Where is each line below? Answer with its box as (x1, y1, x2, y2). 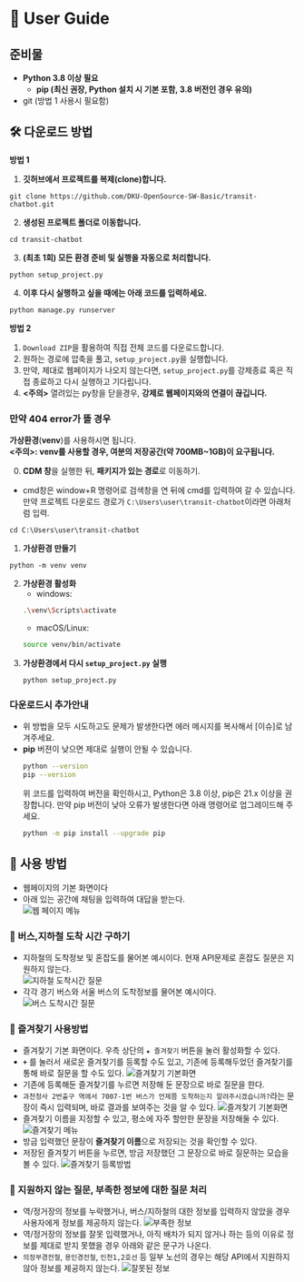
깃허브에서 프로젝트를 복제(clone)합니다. (22, 173, 167, 185)
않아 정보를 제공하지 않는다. (22, 1263, 121, 1274)
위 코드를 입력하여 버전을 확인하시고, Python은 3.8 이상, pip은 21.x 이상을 (22, 787, 283, 799)
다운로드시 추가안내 (9, 698, 89, 711)
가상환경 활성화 (22, 578, 77, 590)
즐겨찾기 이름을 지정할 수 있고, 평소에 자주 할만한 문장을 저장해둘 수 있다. (22, 1114, 279, 1125)
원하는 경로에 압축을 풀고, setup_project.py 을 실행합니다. (22, 353, 229, 364)
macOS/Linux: (35, 622, 89, 633)
